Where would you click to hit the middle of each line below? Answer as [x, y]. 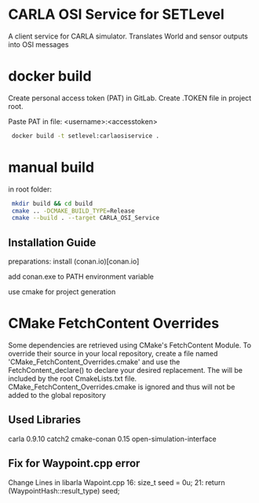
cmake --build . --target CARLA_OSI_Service [85, 218]
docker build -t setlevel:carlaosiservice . [85, 136]
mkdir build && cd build [52, 203]
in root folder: [30, 189]
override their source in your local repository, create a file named [113, 354]
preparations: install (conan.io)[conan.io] [74, 261]
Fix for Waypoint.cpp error [74, 463]
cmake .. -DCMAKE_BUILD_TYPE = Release [73, 211]
